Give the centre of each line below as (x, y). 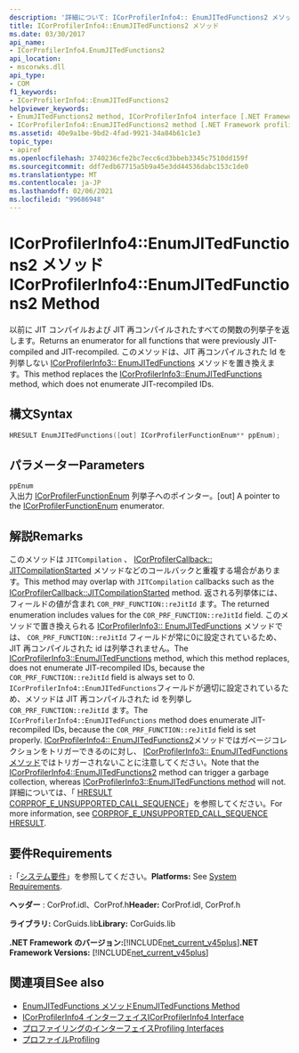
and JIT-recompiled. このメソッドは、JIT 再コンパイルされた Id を (166, 352)
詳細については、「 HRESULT (61, 792)
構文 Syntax (41, 414)
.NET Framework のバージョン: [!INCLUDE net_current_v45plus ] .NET (134, 942)
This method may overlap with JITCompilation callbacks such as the (149, 582)
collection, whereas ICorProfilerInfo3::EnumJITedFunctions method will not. (148, 782)
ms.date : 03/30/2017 (48, 34)
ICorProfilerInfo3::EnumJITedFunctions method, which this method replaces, (149, 659)
